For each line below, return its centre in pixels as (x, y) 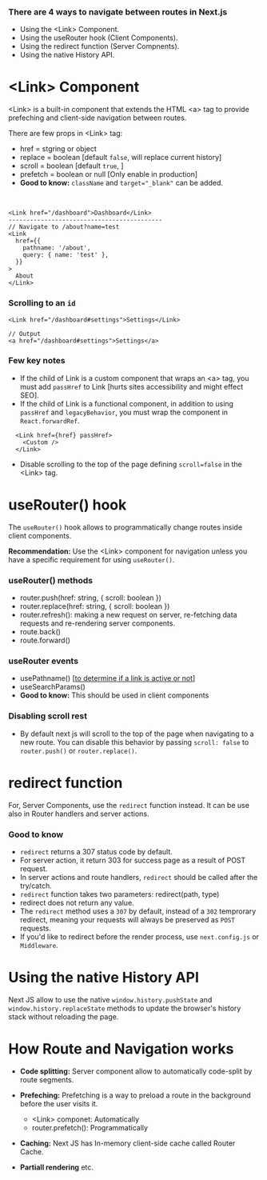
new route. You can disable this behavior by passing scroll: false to (134, 742)
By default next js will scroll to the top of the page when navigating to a (137, 734)
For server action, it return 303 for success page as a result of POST (133, 860)
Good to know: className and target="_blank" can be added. (122, 183)
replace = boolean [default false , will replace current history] (121, 158)
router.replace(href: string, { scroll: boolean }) (95, 606)
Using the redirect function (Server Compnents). (100, 46)
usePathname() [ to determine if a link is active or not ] (108, 678)
